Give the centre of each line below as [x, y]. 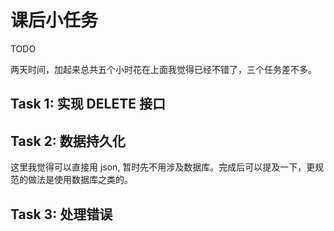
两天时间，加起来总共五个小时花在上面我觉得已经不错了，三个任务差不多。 [163, 69]
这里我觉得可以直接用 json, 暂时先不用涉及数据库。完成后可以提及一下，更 [163, 167]
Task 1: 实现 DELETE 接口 [88, 104]
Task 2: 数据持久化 [68, 141]
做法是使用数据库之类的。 [80, 180]
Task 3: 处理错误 [61, 214]
